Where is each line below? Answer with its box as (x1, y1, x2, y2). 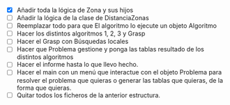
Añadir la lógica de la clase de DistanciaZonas (16, 14, 149, 22)
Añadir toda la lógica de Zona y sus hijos (16, 6, 134, 14)
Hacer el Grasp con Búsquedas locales (16, 38, 129, 46)
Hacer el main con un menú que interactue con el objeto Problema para (16, 68, 222, 76)
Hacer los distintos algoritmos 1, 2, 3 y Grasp (16, 29, 146, 38)
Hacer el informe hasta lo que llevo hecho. (16, 60, 139, 69)
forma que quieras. (16, 83, 72, 92)
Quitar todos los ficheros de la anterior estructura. (16, 90, 161, 99)
